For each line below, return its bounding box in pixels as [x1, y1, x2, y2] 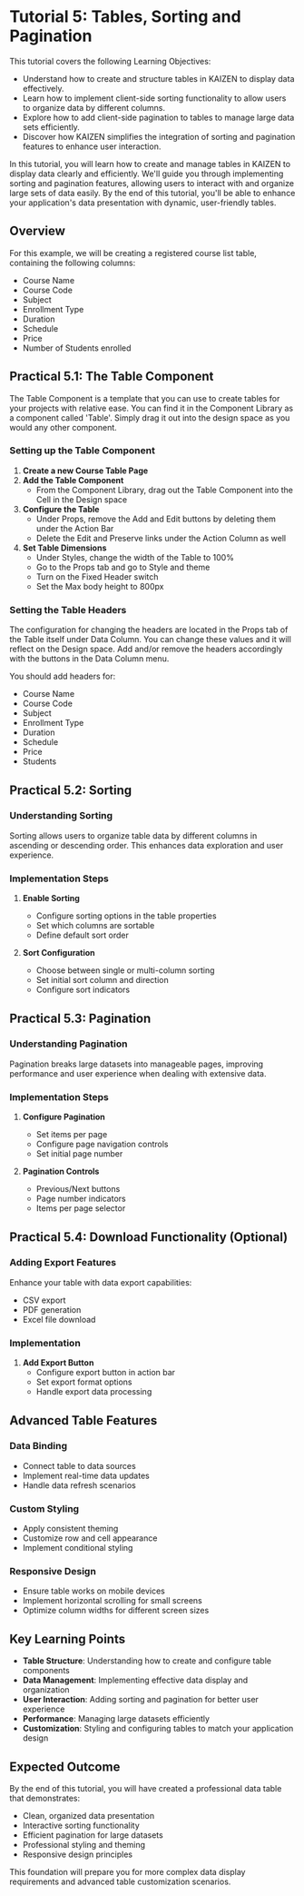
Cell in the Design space [35, 493, 128, 505]
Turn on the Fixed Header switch [35, 571, 159, 582]
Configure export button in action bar [35, 1367, 175, 1378]
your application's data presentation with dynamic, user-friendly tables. [9, 197, 277, 208]
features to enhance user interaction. [22, 141, 162, 152]
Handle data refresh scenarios [22, 1479, 136, 1491]
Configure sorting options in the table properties [35, 910, 217, 921]
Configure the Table [22, 503, 100, 514]
